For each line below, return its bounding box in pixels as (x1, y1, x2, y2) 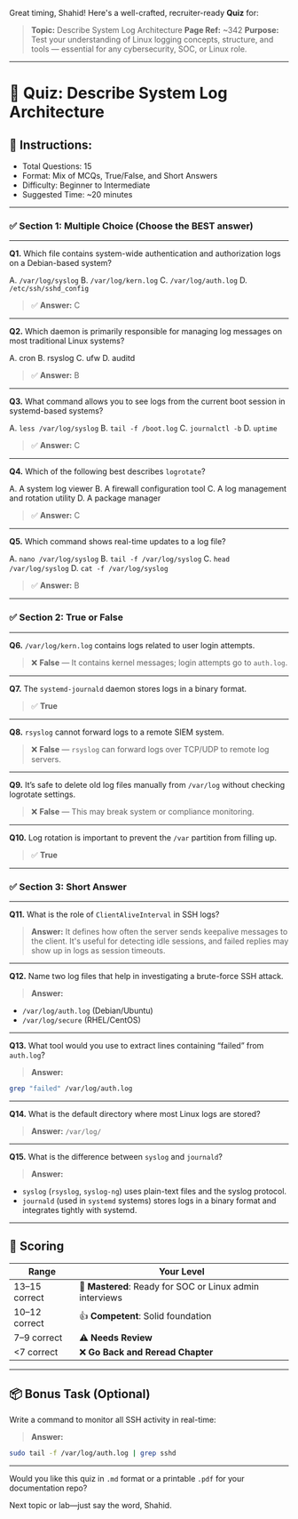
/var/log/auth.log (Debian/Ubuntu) (21, 1005, 153, 1016)
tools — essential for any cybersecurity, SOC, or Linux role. (30, 44, 247, 54)
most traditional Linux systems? (9, 335, 125, 346)
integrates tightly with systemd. (21, 1204, 137, 1215)
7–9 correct (13, 1331, 63, 1344)
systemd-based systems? (9, 406, 104, 416)
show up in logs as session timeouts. (30, 944, 166, 955)
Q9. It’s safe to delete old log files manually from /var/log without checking (9, 779, 286, 790)
